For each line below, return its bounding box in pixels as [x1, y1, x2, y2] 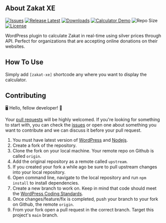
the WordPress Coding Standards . [12, 191, 84, 197]
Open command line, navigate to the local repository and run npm [12, 175, 147, 181]
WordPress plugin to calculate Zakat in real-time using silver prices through [5, 32, 161, 38]
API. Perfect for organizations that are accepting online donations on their [5, 38, 158, 44]
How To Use [5, 58, 44, 67]
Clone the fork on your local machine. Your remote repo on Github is [12, 148, 154, 154]
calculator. [5, 77, 27, 83]
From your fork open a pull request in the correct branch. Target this [12, 207, 154, 213]
